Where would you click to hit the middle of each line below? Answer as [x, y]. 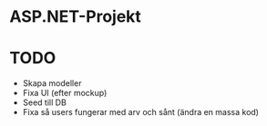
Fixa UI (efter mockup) [65, 93]
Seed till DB [44, 102]
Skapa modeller [52, 83]
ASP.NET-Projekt [75, 17]
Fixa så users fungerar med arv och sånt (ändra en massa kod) [141, 112]
